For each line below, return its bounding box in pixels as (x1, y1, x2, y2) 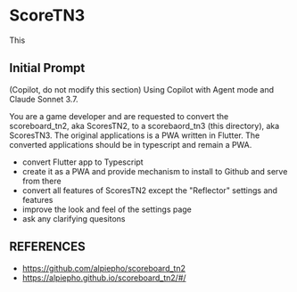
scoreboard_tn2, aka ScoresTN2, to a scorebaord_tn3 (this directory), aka (9, 120, 280, 131)
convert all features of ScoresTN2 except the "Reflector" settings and (21, 184, 278, 196)
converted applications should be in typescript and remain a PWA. (9, 139, 252, 150)
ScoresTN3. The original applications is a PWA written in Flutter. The (9, 130, 260, 141)
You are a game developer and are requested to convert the (9, 110, 229, 121)
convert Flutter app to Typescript (21, 157, 144, 167)
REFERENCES (9, 239, 87, 255)
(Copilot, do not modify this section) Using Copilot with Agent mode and (9, 84, 275, 94)
